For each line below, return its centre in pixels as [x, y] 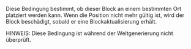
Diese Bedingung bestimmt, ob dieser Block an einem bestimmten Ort [94, 9]
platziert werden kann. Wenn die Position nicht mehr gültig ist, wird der [95, 15]
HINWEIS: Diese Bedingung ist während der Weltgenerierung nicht [90, 33]
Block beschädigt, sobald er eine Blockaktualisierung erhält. [81, 21]
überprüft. [18, 40]
